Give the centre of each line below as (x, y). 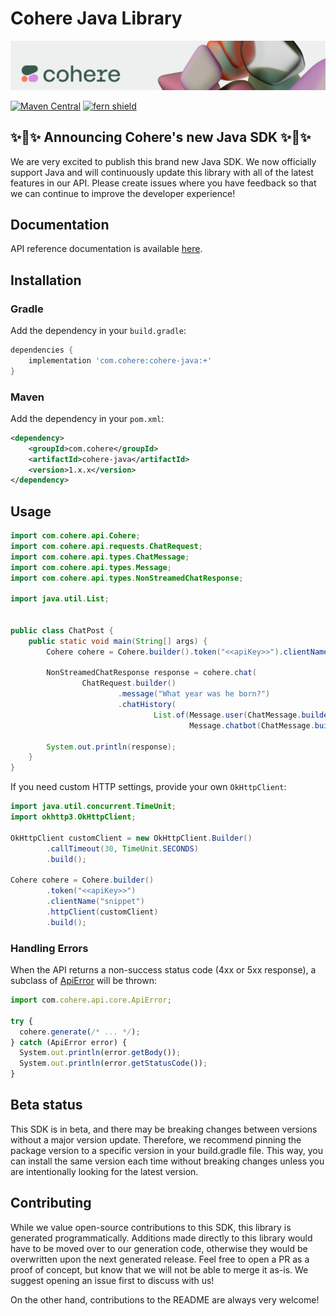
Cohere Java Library (96, 18)
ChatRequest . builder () (129, 683)
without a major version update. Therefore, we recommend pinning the (156, 1139)
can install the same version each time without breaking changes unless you (167, 1161)
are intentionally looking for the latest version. (104, 1171)
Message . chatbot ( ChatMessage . (252, 725)
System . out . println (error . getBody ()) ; (100, 1053)
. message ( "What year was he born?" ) (194, 694)
